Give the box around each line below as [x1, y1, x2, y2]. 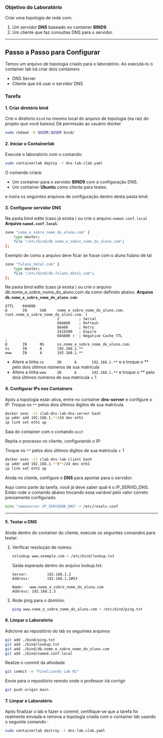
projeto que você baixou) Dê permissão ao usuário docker [5, 121, 121, 127]
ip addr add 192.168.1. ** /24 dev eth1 [5, 416, 83, 420]
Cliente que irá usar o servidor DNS [12, 81, 83, 86]
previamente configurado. [5, 494, 57, 500]
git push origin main [5, 688, 49, 692]
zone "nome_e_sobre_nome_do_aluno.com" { [5, 230, 90, 235]
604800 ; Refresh [57, 321, 98, 326]
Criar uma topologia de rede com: [5, 15, 73, 21]
